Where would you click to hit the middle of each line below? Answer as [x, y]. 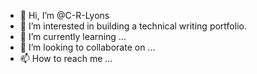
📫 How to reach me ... [66, 58]
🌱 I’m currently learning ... [73, 36]
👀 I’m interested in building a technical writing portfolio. [133, 26]
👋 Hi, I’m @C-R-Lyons [64, 15]
